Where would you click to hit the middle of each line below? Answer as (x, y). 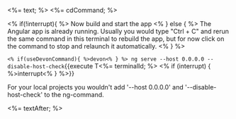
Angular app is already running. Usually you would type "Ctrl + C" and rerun (118, 31)
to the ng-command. (74, 95)
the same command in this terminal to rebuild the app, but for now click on (116, 39)
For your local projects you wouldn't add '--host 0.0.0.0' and (95, 87)
